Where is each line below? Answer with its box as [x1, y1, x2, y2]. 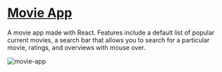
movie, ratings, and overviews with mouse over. [7, 43, 146, 52]
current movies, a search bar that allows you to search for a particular [7, 35, 210, 44]
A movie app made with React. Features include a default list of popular [7, 28, 215, 37]
